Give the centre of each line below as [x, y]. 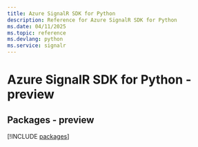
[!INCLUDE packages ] [38, 136]
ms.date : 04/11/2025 [37, 26]
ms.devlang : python [35, 39]
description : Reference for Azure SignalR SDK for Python [92, 20]
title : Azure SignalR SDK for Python [61, 13]
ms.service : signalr [37, 46]
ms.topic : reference [37, 33]
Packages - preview [51, 120]
